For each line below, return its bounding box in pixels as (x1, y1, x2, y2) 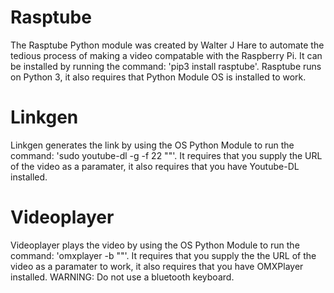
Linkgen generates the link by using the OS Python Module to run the (10, 139, 295, 151)
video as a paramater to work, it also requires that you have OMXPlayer (10, 260, 304, 272)
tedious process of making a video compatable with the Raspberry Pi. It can (10, 49, 323, 61)
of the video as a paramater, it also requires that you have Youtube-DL (10, 160, 300, 172)
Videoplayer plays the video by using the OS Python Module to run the (10, 239, 300, 251)
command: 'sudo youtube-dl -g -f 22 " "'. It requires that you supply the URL (10, 149, 323, 161)
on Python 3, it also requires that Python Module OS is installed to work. (10, 71, 307, 83)
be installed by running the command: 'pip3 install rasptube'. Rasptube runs (10, 60, 322, 72)
